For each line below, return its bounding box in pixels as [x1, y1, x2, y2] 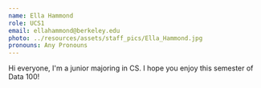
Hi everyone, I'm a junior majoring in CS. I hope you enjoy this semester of [8, 63, 254, 73]
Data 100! [8, 72, 40, 82]
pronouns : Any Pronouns [8, 42, 88, 50]
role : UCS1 [8, 19, 45, 27]
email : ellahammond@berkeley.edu [8, 26, 120, 34]
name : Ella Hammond [8, 11, 74, 20]
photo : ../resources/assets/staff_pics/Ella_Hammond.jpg [8, 34, 203, 42]
